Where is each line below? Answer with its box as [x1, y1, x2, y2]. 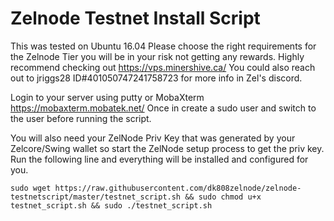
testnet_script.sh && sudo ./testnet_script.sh [10, 200, 213, 211]
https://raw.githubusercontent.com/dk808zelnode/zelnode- [54, 183, 302, 193]
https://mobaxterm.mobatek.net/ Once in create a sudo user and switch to [10, 102, 317, 114]
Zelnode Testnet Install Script [10, 7, 261, 30]
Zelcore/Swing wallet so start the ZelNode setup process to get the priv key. [10, 142, 325, 154]
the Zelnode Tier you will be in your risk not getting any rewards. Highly [10, 50, 305, 62]
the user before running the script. [10, 112, 152, 124]
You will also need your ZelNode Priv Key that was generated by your [10, 132, 296, 144]
